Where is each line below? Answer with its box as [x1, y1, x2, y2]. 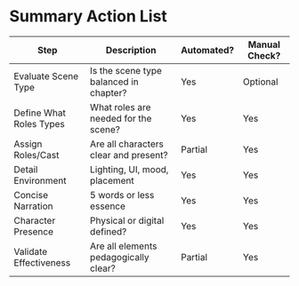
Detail [13, 163, 38, 175]
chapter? [90, 86, 127, 99]
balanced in [90, 75, 140, 88]
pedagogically [90, 250, 149, 263]
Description [105, 44, 157, 56]
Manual [247, 38, 280, 51]
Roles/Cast [13, 148, 60, 161]
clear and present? [90, 148, 168, 161]
